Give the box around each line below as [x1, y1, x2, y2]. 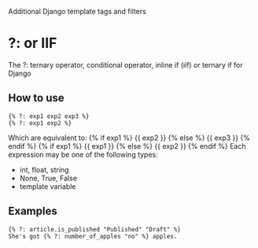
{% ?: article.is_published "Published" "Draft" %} [8, 225, 181, 233]
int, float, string [19, 165, 69, 174]
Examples [8, 205, 57, 218]
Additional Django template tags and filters [8, 7, 147, 16]
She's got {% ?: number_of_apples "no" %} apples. [8, 232, 178, 240]
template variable [19, 181, 76, 191]
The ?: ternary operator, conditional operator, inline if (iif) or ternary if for [8, 60, 243, 69]
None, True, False [19, 173, 77, 183]
